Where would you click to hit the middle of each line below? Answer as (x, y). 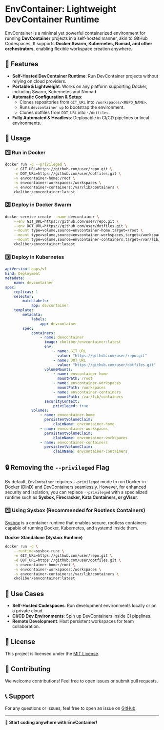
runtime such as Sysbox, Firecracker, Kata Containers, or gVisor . (72, 497)
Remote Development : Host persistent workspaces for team (73, 621)
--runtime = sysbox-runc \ (39, 551)
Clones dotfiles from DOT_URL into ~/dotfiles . (64, 112)
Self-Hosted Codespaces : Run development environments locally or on (84, 606)
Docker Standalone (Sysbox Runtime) (44, 538)
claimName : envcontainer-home (84, 424)
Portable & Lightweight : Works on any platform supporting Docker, (80, 86)
